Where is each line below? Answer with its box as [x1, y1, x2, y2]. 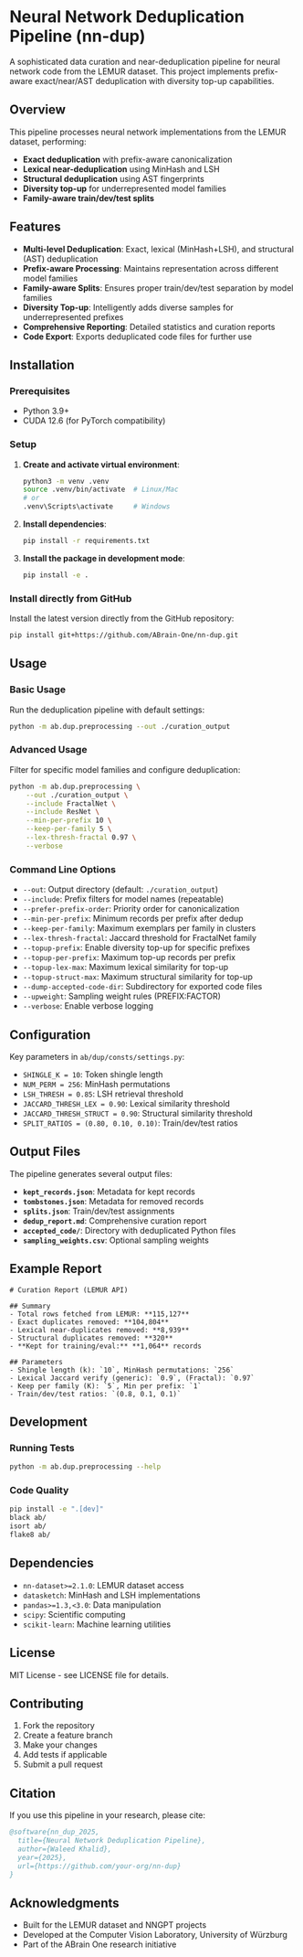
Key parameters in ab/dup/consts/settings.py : [9, 1051, 185, 1062]
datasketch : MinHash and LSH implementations [22, 1589, 201, 1600]
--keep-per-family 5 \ [26, 825, 112, 834]
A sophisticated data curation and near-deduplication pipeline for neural [9, 56, 281, 67]
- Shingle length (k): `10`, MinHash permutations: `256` [9, 1365, 235, 1374]
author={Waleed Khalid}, [17, 1845, 112, 1854]
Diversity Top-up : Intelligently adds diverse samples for [22, 302, 235, 313]
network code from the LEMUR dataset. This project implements [9, 66, 251, 77]
